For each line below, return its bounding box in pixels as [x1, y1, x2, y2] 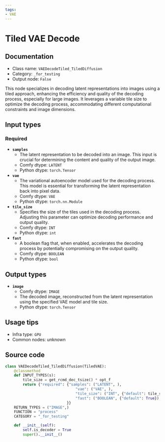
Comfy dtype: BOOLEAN [19, 251, 64, 257]
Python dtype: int [19, 230, 56, 236]
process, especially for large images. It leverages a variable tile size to [5, 96, 147, 102]
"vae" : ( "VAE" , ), [75, 387, 113, 391]
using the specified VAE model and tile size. [19, 299, 109, 304]
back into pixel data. [19, 188, 60, 194]
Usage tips [5, 318, 39, 327]
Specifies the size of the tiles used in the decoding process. [19, 209, 141, 215]
